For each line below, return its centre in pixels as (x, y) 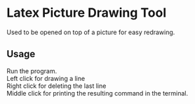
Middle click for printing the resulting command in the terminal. (97, 93)
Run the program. (32, 70)
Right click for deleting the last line (56, 86)
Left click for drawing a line (46, 78)
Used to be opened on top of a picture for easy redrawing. (91, 32)
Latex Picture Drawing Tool (87, 13)
